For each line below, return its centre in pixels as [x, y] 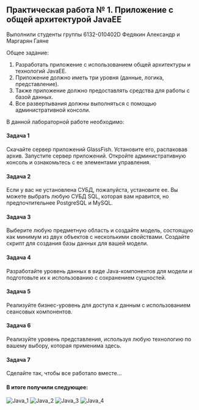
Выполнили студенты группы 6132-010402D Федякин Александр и [93, 34]
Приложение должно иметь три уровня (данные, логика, [89, 77]
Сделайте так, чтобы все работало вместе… [64, 373]
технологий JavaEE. [41, 71]
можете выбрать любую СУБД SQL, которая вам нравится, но [88, 196]
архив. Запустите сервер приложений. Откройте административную [96, 156]
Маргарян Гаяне [27, 41]
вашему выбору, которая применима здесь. [64, 346]
